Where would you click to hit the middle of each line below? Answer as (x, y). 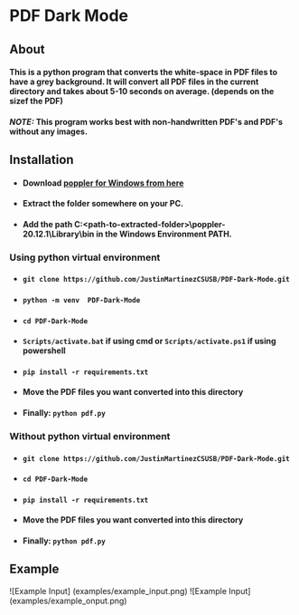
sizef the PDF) (36, 101)
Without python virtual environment (90, 436)
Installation (42, 160)
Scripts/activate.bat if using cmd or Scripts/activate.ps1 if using (149, 341)
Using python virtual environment (85, 257)
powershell (44, 351)
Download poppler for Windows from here (103, 183)
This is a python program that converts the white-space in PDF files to (144, 72)
